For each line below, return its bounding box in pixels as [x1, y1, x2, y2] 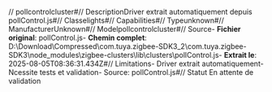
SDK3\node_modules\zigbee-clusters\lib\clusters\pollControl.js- [8, 50, 222, 59]
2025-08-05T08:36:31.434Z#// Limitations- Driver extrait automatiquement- [8, 59, 264, 68]
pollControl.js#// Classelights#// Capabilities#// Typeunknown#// [8, 15, 225, 25]
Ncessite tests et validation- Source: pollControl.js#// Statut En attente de [8, 68, 254, 77]
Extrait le [223, 50, 255, 59]
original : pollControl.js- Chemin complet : [8, 33, 148, 42]
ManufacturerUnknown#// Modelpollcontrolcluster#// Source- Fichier [8, 24, 241, 33]
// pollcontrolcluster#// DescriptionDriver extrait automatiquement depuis [8, 7, 253, 16]
